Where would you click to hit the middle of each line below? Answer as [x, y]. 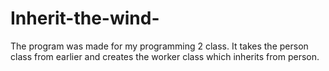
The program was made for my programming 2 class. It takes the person [159, 46]
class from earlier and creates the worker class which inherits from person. [165, 56]
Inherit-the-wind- [85, 18]
